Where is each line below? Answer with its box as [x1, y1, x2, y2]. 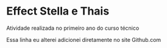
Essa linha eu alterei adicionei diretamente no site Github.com [6, 36, 162, 43]
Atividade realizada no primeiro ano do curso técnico [6, 24, 140, 32]
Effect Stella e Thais [6, 4, 110, 18]
